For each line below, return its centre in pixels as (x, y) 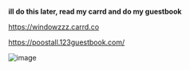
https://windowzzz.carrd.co (54, 27)
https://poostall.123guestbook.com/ (67, 42)
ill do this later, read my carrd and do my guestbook (95, 12)
